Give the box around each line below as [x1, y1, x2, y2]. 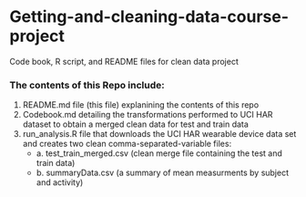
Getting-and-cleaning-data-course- [9, 6, 290, 27]
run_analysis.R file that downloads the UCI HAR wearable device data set [22, 129, 297, 140]
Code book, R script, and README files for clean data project [9, 56, 239, 67]
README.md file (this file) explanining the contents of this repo [22, 99, 260, 110]
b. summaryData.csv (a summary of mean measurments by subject [36, 167, 290, 179]
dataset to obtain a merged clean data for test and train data [22, 119, 249, 130]
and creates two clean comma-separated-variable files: [22, 139, 232, 150]
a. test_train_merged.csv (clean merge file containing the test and [36, 148, 282, 159]
